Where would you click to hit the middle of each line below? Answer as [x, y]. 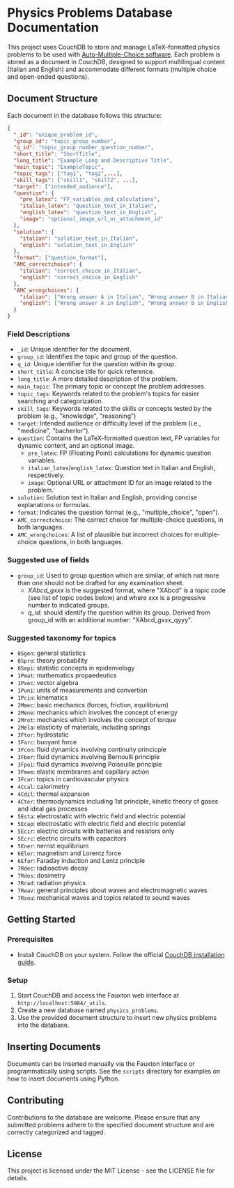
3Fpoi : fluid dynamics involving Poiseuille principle [89, 764]
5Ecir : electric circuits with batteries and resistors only [96, 831]
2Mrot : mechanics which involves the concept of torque [96, 719]
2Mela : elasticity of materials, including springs [84, 727]
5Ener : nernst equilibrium [53, 845]
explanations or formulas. [54, 505]
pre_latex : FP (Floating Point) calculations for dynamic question [119, 453]
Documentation [53, 28]
